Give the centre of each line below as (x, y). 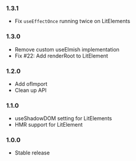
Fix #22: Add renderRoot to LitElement (61, 56)
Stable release (32, 153)
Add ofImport (31, 83)
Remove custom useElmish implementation (67, 49)
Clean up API (30, 90)
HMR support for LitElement (48, 125)
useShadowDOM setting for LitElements (63, 118)
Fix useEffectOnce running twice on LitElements (72, 21)
